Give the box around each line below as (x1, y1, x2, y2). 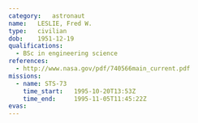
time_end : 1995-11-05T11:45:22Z (23, 95, 148, 103)
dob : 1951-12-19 (8, 34, 75, 43)
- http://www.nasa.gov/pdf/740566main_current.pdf (15, 65, 191, 73)
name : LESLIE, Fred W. (8, 19, 93, 28)
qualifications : (8, 42, 63, 50)
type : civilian (8, 27, 67, 35)
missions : (8, 72, 42, 80)
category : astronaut (8, 11, 85, 20)
